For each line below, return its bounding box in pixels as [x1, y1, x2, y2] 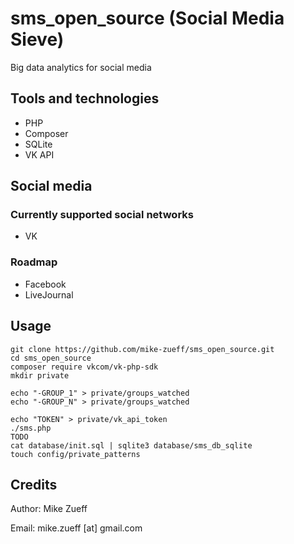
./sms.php [10, 423, 52, 433]
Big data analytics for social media [10, 61, 152, 73]
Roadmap [10, 255, 58, 269]
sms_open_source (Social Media [10, 7, 285, 30]
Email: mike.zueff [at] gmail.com [10, 522, 143, 534]
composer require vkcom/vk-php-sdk [10, 362, 159, 372]
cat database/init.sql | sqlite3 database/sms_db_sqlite [10, 440, 253, 451]
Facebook [24, 278, 67, 290]
